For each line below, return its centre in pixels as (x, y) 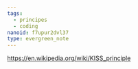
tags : (15, 13)
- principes (31, 20)
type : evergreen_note (38, 39)
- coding (26, 26)
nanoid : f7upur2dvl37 (38, 32)
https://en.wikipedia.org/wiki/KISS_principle (69, 58)
